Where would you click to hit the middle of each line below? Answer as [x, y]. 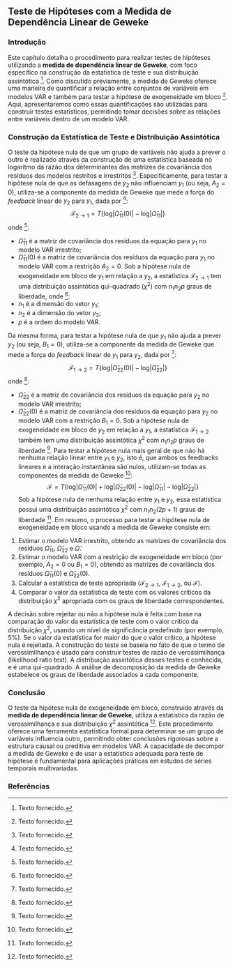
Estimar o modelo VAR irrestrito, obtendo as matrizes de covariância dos [122, 540]
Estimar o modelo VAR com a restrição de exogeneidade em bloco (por [120, 557]
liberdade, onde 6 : [44, 296]
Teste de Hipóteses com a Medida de [90, 12]
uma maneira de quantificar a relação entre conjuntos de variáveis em [108, 88]
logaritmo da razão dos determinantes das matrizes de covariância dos [110, 167]
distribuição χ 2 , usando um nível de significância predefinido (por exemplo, [116, 629]
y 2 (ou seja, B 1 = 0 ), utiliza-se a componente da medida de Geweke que [111, 345]
